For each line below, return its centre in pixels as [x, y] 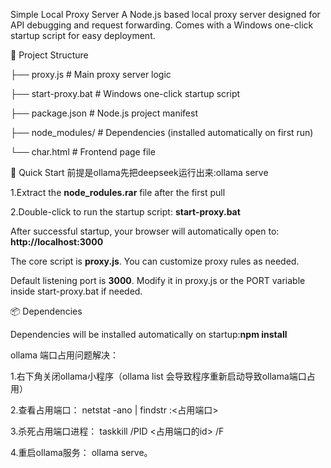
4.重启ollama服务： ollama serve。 [81, 452]
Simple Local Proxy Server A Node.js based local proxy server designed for [165, 14]
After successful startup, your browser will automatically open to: [145, 231]
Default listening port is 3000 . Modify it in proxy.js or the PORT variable [158, 280]
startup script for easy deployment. [83, 35]
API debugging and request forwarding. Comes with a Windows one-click [162, 25]
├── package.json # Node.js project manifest [104, 113]
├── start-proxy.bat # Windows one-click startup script [125, 93]
